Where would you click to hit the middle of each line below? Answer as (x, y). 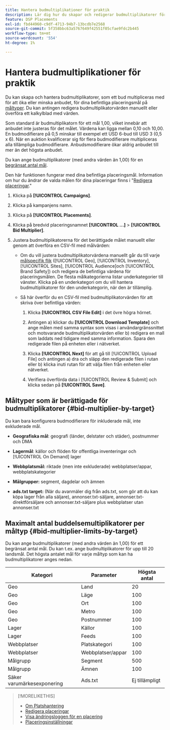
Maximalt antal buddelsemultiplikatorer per (75, 523)
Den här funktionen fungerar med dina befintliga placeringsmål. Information (84, 175)
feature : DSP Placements (31, 19)
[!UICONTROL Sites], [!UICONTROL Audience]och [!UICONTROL (87, 266)
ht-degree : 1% (20, 43)
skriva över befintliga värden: (51, 303)
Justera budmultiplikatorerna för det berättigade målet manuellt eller (84, 240)
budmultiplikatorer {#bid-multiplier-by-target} (80, 409)
